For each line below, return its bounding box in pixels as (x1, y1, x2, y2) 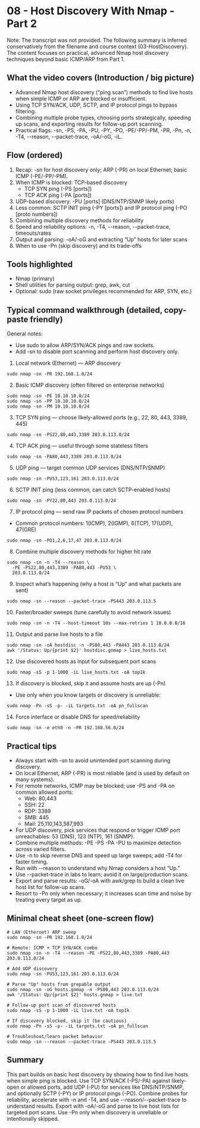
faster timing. (15, 858, 48, 865)
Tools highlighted (7, 259, 73, 269)
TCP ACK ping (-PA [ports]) (24, 191, 92, 198)
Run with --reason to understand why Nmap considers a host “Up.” (15, 865, 180, 871)
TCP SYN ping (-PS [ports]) (24, 185, 92, 192)
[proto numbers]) (15, 210, 58, 217)
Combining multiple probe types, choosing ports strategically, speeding (15, 114, 191, 121)
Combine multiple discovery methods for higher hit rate (15, 548, 151, 555)
